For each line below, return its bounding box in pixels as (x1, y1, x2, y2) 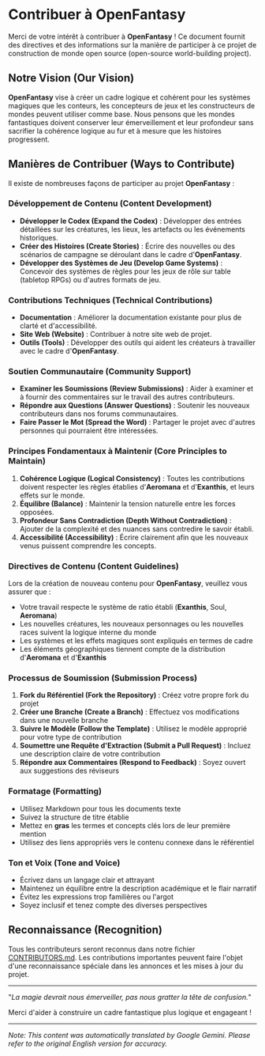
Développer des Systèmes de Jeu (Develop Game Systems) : (19, 258, 223, 267)
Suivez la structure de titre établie (19, 812, 129, 822)
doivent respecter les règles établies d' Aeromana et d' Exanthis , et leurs (19, 482, 255, 491)
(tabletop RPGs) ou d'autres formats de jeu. (19, 274, 162, 284)
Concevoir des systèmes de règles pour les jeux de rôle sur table (19, 267, 231, 276)
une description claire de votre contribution (19, 749, 161, 759)
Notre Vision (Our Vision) (8, 71, 135, 85)
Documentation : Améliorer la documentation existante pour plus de (19, 312, 242, 322)
